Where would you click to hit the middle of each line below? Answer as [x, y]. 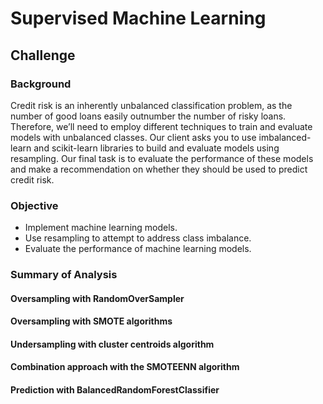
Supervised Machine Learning [138, 18]
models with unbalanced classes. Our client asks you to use [133, 137]
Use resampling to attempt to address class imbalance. [138, 238]
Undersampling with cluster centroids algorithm [112, 344]
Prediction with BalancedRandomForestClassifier [115, 390]
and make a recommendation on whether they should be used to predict [159, 169]
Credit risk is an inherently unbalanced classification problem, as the [151, 105]
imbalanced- [285, 137]
